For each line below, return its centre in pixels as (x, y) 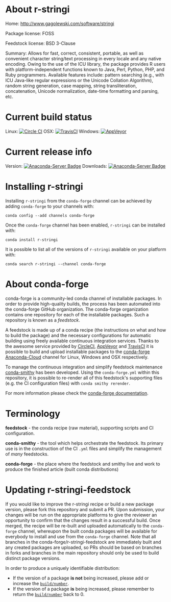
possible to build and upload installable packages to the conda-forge (78, 352)
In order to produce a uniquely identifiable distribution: (63, 568)
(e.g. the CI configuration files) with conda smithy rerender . (68, 383)
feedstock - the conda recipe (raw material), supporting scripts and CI (80, 428)
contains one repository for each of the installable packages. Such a (77, 314)
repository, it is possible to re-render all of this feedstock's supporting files (84, 378)
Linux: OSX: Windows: (53, 131)
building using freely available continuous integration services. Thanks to (82, 341)
